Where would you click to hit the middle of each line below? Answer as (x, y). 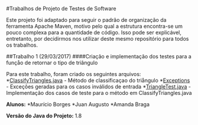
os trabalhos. (22, 45)
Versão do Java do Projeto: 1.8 (44, 116)
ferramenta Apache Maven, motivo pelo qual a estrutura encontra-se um (95, 26)
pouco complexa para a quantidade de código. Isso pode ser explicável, (94, 32)
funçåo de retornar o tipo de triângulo (52, 63)
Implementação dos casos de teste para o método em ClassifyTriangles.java (99, 93)
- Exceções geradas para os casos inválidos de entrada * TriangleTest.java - (98, 87)
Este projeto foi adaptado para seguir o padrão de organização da (86, 20)
